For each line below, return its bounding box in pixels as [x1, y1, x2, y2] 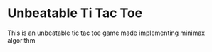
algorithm [7, 36, 36, 44]
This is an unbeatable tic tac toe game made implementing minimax [7, 28, 205, 37]
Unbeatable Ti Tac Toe [7, 5, 143, 21]
